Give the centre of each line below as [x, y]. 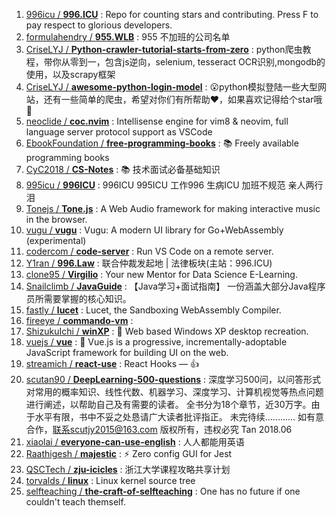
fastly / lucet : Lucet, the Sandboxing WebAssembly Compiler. [153, 310]
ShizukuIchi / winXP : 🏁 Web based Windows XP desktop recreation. [167, 331]
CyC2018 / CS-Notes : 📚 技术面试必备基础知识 [123, 169]
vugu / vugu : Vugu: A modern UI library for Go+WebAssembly [154, 230]
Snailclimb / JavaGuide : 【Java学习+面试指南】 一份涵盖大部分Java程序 [175, 286]
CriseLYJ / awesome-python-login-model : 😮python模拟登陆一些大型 [172, 87]
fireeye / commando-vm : [79, 320]
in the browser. [56, 219]
